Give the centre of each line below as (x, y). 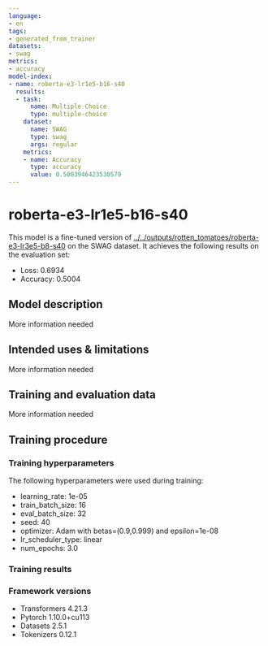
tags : (17, 31)
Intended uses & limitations (79, 350)
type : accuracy (56, 167)
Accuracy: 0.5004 (50, 279)
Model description (56, 304)
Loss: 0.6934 (42, 270)
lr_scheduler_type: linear (61, 540)
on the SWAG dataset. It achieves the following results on (164, 245)
